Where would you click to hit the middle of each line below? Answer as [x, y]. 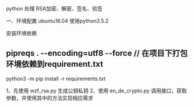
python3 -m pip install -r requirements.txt [56, 79]
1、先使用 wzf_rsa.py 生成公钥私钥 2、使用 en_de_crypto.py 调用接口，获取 [96, 90]
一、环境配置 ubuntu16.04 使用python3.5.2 [58, 21]
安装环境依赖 [21, 33]
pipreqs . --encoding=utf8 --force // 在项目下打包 [97, 53]
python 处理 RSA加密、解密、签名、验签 [54, 8]
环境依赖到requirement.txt [55, 64]
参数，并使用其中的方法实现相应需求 [50, 98]
